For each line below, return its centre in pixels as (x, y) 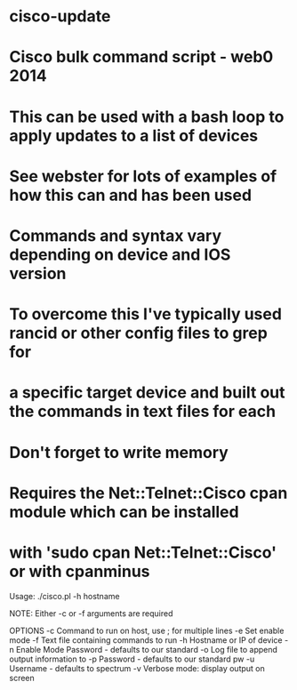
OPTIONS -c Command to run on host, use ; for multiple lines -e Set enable (147, 630)
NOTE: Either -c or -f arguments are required (91, 613)
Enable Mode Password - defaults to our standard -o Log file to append (147, 649)
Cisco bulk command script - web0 (141, 57)
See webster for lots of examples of (143, 176)
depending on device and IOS (120, 254)
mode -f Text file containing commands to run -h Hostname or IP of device (146, 640)
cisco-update (60, 16)
